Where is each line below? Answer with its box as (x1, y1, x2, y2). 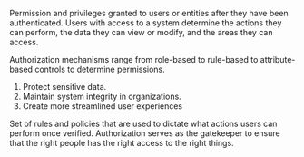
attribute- (260, 54, 296, 64)
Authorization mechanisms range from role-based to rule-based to (9, 54, 259, 64)
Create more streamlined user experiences (22, 101, 183, 112)
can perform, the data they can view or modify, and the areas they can (9, 27, 273, 37)
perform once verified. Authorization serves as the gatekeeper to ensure (9, 128, 280, 139)
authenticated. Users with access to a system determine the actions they (9, 17, 282, 28)
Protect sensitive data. (22, 82, 107, 92)
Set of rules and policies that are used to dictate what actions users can (9, 118, 278, 129)
